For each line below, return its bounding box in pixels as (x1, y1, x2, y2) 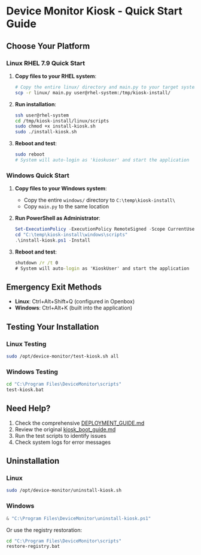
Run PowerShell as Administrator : (14, 214, 100, 222)
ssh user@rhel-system (14, 112, 69, 118)
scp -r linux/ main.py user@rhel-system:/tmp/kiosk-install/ (14, 89, 171, 96)
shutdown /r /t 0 (14, 259, 59, 265)
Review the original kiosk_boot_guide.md (14, 425, 116, 433)
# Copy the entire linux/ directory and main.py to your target (14, 84, 179, 90)
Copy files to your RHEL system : (14, 72, 97, 79)
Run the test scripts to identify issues (14, 432, 106, 439)
